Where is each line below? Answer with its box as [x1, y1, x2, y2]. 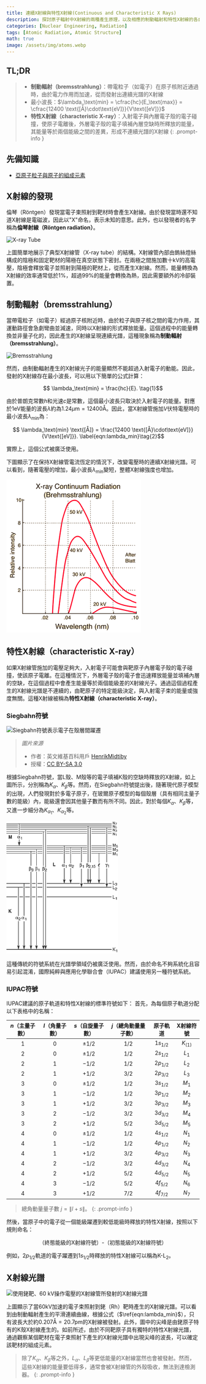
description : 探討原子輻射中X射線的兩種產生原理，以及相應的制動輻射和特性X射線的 [6, 16, 194, 23]
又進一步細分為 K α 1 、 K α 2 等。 [6, 806, 78, 816]
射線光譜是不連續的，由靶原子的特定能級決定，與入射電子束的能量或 [20, 686, 193, 694]
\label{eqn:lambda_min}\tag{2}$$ [79, 433, 164, 440]
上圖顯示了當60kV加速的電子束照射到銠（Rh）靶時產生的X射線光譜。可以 [6, 1303, 191, 1310]
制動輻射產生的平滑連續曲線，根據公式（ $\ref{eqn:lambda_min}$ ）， [17, 1311, 189, 1318]
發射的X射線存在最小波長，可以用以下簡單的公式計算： [6, 372, 145, 380]
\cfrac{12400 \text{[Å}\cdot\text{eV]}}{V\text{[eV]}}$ [30, 105, 166, 112]
